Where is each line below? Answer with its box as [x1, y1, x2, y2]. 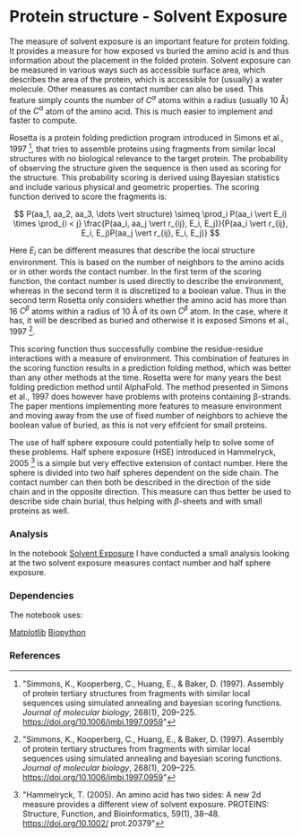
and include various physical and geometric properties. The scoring [9, 181, 260, 192]
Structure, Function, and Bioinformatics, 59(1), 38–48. [21, 808, 220, 819]
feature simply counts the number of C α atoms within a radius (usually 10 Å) [9, 92, 289, 105]
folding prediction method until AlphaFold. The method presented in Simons [9, 382, 289, 393]
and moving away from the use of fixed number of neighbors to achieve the [9, 410, 288, 421]
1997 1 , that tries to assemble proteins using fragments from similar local [9, 142, 276, 154]
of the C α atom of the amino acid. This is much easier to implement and [9, 104, 273, 116]
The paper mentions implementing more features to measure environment [9, 401, 282, 411]
